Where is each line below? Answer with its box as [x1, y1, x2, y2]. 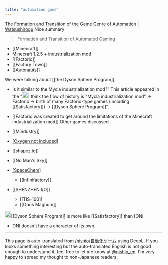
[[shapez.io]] [12, 148, 39, 154]
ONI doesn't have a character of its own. [12, 223, 96, 229]
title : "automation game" [5, 7, 59, 12]
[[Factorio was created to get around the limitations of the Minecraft [12, 113, 152, 120]
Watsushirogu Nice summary [5, 26, 65, 32]
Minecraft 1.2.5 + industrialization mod [12, 51, 91, 57]
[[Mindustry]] [12, 128, 40, 135]
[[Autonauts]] [12, 67, 40, 73]
